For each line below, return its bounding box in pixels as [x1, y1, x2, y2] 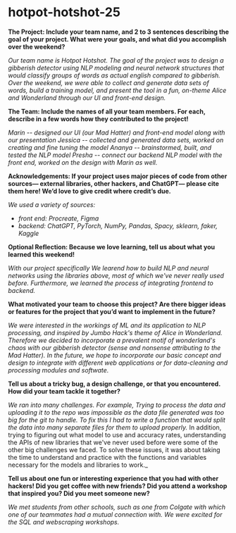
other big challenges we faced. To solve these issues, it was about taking [8, 445, 221, 454]
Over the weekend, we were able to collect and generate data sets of [8, 78, 210, 87]
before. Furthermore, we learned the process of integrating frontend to [8, 279, 213, 287]
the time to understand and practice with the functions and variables [8, 453, 207, 461]
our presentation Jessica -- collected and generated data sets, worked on [8, 135, 224, 144]
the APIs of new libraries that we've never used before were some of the [8, 438, 218, 446]
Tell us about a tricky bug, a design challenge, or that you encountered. [8, 380, 221, 388]
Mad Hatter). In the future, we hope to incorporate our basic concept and [8, 351, 221, 359]
